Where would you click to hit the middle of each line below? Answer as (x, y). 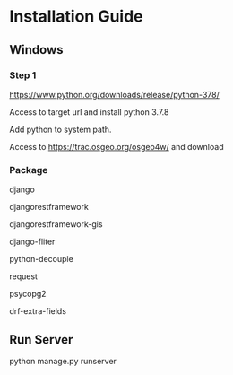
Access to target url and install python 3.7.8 (89, 112)
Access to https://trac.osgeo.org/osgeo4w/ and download (116, 146)
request (24, 276)
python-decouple (41, 259)
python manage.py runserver (63, 361)
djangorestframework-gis (56, 224)
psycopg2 (28, 294)
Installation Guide (76, 17)
